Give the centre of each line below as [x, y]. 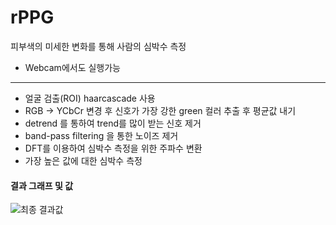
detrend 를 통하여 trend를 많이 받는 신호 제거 [113, 123]
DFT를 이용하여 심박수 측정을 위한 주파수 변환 [113, 148]
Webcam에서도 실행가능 [72, 67]
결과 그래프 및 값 [42, 185]
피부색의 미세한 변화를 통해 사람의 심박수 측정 [98, 46]
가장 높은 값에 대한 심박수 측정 [83, 160]
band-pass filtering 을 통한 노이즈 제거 [101, 135]
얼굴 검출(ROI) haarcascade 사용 [90, 98]
